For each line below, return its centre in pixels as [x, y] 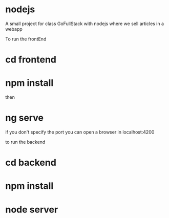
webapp [14, 29]
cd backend [31, 163]
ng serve [24, 118]
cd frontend [31, 60]
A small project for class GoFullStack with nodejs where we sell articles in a [85, 24]
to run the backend [25, 142]
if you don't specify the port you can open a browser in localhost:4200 [80, 132]
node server [32, 210]
